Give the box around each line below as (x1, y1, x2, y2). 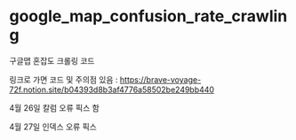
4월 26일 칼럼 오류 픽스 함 (9, 102, 100, 113)
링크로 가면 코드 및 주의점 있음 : (9, 74, 118, 85)
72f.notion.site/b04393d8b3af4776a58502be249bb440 (9, 84, 215, 95)
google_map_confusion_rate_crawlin (9, 6, 288, 27)
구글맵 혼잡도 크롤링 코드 (9, 55, 95, 66)
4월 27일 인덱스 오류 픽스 (9, 121, 98, 132)
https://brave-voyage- (119, 74, 202, 85)
